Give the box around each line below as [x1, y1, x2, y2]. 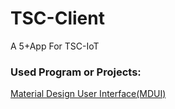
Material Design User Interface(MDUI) [10, 88, 167, 100]
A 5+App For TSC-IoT [10, 40, 100, 52]
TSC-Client [10, 7, 105, 30]
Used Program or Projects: [10, 65, 142, 79]
